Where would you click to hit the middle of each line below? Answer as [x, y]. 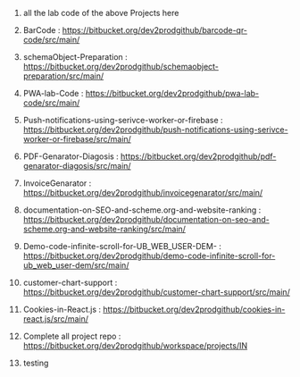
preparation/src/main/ [63, 76]
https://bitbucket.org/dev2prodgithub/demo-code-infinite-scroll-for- [149, 256]
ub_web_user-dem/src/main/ [76, 265]
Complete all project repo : [72, 336]
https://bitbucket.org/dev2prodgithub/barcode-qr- [155, 30]
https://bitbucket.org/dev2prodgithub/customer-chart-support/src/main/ [157, 292]
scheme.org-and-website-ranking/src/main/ [104, 229]
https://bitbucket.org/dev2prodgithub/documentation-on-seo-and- [146, 219]
